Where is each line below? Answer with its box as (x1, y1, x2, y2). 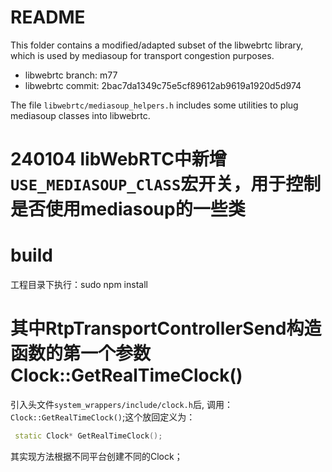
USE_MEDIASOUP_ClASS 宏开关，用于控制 (10, 173, 322, 196)
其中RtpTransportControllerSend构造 (10, 317, 322, 340)
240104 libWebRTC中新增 (10, 148, 227, 171)
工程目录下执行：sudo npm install (10, 279, 148, 291)
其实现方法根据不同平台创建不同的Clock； (10, 450, 183, 462)
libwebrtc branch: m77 (24, 69, 118, 81)
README (10, 6, 86, 29)
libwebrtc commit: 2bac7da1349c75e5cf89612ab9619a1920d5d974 (24, 79, 302, 91)
